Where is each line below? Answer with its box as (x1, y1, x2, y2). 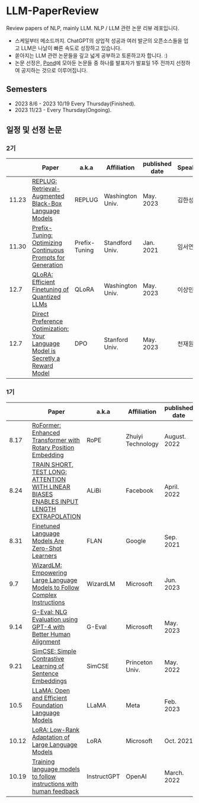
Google (126, 536, 146, 545)
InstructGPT (86, 772, 120, 780)
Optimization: (31, 325, 69, 333)
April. (164, 482, 179, 491)
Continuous (31, 246, 65, 254)
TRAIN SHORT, (31, 460, 74, 469)
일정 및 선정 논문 (6, 125, 62, 135)
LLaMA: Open (31, 686, 70, 695)
